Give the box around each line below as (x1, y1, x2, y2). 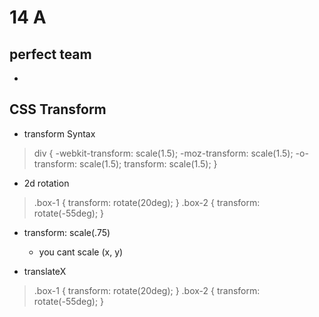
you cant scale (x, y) (38, 246, 124, 258)
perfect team (9, 46, 92, 63)
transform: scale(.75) (23, 226, 111, 238)
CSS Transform (9, 101, 107, 118)
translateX (23, 265, 67, 277)
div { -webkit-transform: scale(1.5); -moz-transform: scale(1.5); (33, 147, 294, 159)
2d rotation (23, 177, 70, 189)
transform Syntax (23, 127, 96, 140)
